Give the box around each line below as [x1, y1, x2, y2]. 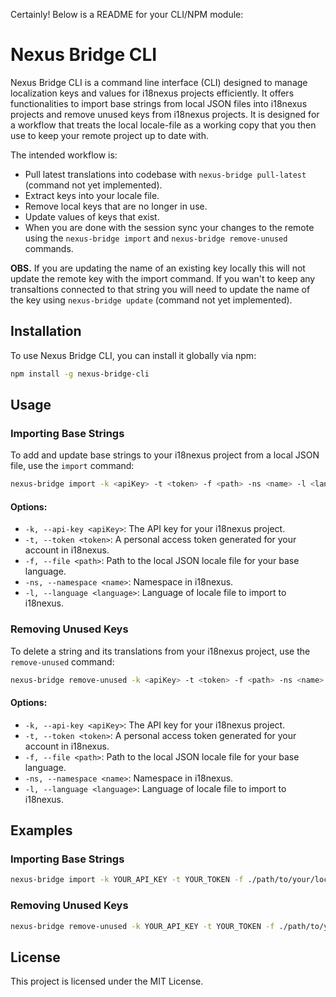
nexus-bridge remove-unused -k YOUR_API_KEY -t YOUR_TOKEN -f [10, 921, 275, 931]
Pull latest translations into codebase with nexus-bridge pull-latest [24, 168, 307, 180]
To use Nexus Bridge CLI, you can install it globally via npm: [10, 349, 257, 361]
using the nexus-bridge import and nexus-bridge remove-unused [24, 232, 288, 244]
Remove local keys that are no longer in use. [24, 200, 208, 212]
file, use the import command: [10, 460, 135, 472]
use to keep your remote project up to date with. [10, 129, 209, 141]
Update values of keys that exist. [24, 210, 160, 223]
